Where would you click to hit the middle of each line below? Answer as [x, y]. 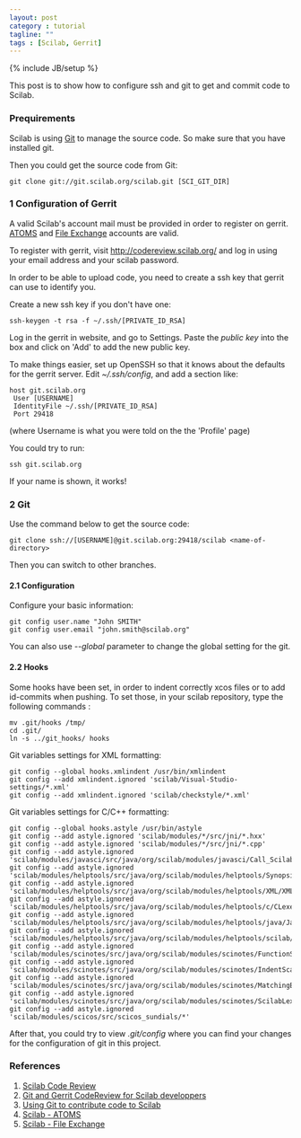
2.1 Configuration [42, 586]
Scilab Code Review [59, 1085]
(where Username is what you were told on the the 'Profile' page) [130, 430]
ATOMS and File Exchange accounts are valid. [94, 233]
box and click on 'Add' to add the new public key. [100, 347]
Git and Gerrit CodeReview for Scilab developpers [114, 1095]
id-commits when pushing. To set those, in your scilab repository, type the [146, 696]
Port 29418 [33, 414]
